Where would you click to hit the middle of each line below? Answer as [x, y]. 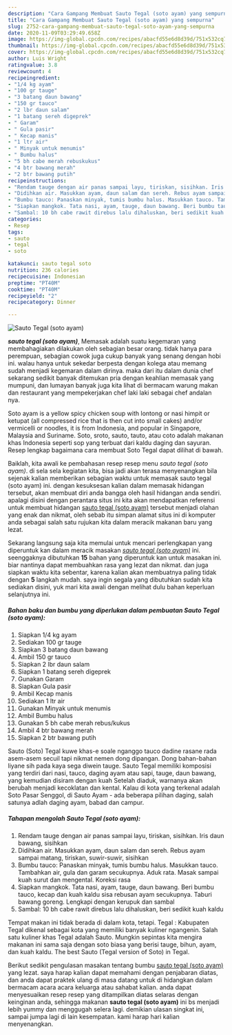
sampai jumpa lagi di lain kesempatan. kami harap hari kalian [94, 1017]
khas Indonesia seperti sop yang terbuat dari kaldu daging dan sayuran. [110, 443]
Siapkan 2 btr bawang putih [57, 738]
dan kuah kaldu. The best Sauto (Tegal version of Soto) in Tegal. [99, 952]
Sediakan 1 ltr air [41, 701]
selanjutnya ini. [29, 594]
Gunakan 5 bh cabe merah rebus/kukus [74, 723]
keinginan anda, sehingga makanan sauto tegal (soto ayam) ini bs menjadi [114, 1002]
